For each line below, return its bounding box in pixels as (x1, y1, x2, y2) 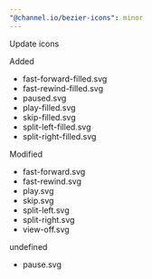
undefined (9, 241, 48, 252)
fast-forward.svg (22, 166, 86, 177)
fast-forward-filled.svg (22, 73, 108, 84)
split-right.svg (22, 214, 75, 225)
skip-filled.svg (22, 111, 76, 122)
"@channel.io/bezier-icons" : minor (9, 13, 144, 23)
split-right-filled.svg (22, 130, 97, 141)
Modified (9, 149, 43, 159)
